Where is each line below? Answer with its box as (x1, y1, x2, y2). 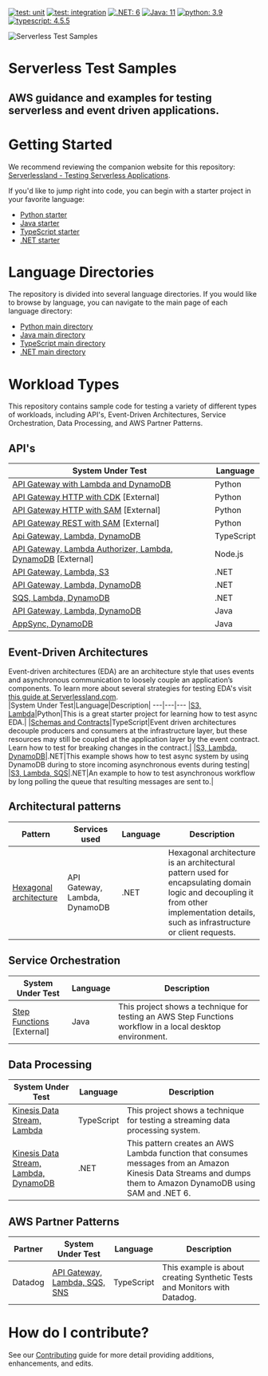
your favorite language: (8, 194, 85, 203)
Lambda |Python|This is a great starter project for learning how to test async (8, 709, 258, 719)
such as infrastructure (167, 917, 251, 928)
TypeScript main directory (19, 339, 106, 349)
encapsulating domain (167, 877, 251, 888)
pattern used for (167, 866, 229, 877)
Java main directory (19, 330, 86, 340)
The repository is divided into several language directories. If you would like (8, 290, 258, 299)
